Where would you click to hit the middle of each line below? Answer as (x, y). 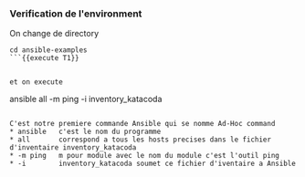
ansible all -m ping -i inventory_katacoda (86, 99)
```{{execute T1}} (44, 58)
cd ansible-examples (49, 50)
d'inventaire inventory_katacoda (73, 148)
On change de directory (54, 34)
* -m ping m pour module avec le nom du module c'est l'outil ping (145, 156)
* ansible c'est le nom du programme (85, 132)
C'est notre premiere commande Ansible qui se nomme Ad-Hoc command (142, 124)
